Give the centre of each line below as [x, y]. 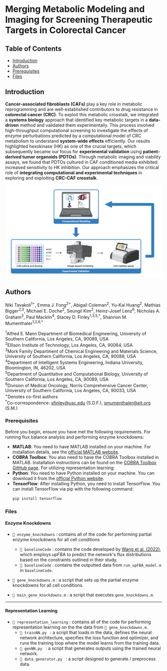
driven [12, 125]
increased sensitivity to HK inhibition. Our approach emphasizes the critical [82, 167]
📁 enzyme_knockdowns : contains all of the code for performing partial [82, 534]
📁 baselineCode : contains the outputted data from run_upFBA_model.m [90, 565]
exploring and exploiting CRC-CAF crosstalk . [51, 178]
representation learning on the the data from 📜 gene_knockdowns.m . [80, 627]
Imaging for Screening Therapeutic [79, 20]
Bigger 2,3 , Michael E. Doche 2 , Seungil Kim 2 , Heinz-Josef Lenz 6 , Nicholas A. [83, 310]
